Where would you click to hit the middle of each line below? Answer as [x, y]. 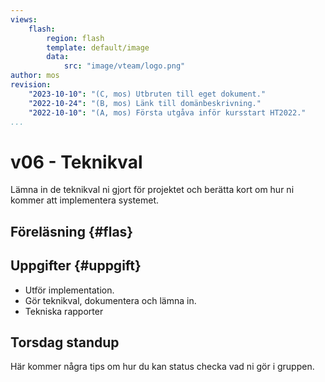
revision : [31, 85]
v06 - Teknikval [76, 162]
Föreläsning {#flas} [72, 231]
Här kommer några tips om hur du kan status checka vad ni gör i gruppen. [162, 367]
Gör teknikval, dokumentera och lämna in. [110, 300]
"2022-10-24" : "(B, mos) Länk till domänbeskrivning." [145, 103]
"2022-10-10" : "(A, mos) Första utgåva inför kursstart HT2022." [167, 112]
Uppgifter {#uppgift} [76, 266]
